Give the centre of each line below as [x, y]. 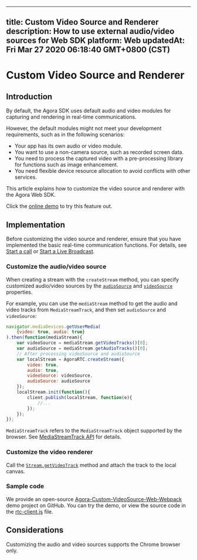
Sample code [25, 487]
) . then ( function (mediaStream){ [44, 338]
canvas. [16, 471]
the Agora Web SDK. [31, 195]
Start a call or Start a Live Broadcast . [50, 252]
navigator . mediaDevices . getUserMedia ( [53, 327]
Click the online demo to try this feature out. [59, 206]
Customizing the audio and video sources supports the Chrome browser [93, 544]
